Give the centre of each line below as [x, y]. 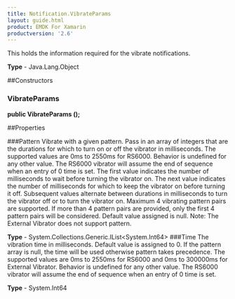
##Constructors [30, 81]
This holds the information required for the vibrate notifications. [99, 53]
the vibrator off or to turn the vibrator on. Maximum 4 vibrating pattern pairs [117, 201]
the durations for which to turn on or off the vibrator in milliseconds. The [112, 149]
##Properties [26, 128]
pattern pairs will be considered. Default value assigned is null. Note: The [113, 215]
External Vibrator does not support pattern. [69, 223]
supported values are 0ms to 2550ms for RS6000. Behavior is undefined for [117, 156]
